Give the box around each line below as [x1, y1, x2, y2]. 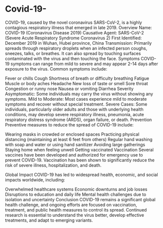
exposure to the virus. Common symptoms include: [5, 66, 108, 71]
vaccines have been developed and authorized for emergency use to [5, 152, 143, 158]
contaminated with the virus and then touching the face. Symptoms [5, 55, 140, 61]
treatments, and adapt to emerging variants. [5, 217, 93, 223]
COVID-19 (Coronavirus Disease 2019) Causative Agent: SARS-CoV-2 [5, 30, 145, 35]
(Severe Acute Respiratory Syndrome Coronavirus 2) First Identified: [5, 35, 142, 41]
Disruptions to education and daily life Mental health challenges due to [5, 191, 146, 197]
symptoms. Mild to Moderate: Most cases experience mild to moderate [5, 96, 147, 102]
